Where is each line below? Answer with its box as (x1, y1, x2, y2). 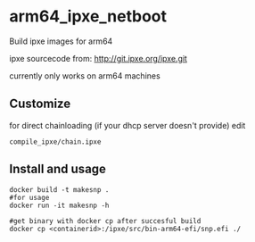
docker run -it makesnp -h (9, 201, 110, 210)
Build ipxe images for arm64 (9, 36, 113, 46)
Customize (9, 96, 71, 112)
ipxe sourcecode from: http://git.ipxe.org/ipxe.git (9, 53, 187, 63)
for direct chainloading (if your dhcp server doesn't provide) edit (9, 120, 246, 130)
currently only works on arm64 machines (9, 70, 160, 81)
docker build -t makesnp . (9, 185, 110, 194)
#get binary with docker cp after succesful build (9, 216, 202, 225)
